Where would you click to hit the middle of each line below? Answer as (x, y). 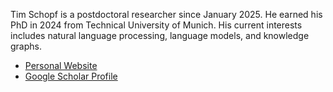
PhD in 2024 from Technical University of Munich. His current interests (156, 25)
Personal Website (61, 65)
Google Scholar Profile (71, 76)
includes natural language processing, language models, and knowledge (160, 35)
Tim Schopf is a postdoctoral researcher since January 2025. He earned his (166, 14)
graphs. (26, 46)
